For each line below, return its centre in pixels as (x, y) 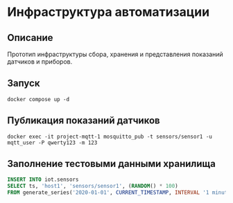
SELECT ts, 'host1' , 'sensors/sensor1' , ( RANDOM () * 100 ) (93, 186)
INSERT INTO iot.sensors (43, 180)
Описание (30, 38)
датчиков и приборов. (40, 62)
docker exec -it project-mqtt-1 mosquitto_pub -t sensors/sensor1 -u (110, 136)
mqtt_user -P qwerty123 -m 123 (52, 143)
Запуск (24, 83)
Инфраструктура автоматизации (109, 12)
